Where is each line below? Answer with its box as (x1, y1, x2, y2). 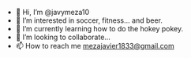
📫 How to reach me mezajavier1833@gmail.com (15, 42, 175, 50)
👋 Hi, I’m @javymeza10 (15, 8, 90, 16)
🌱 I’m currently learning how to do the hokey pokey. (15, 24, 184, 33)
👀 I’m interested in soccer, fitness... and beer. (15, 16, 163, 25)
